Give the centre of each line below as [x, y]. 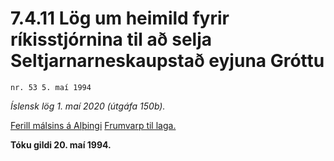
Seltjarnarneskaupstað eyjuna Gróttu [167, 61]
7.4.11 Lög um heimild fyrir [120, 18]
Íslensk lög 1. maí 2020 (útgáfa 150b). [88, 106]
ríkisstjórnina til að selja [111, 39]
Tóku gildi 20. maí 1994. [61, 144]
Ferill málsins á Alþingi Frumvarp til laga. [93, 125]
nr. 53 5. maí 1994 [51, 87]
